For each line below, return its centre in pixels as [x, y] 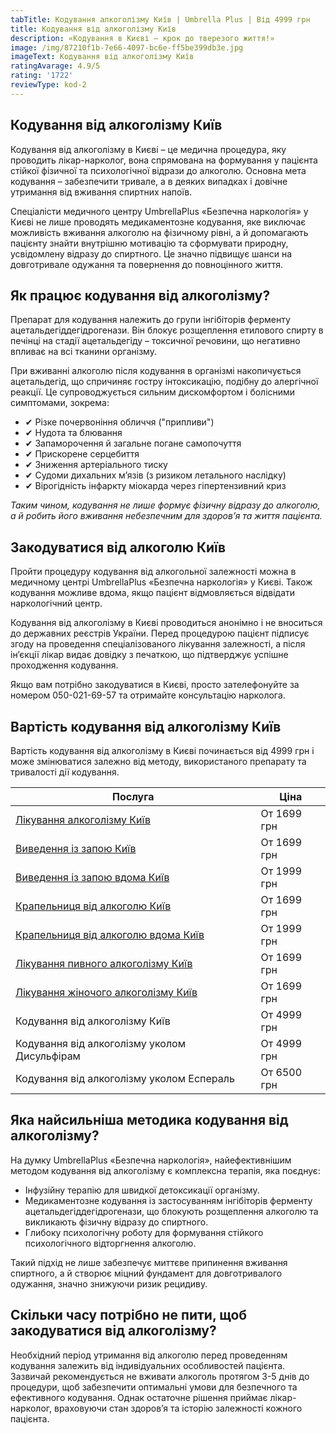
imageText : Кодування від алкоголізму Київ [102, 57]
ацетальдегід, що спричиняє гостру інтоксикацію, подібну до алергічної [164, 382]
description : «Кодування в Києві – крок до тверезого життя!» [142, 38]
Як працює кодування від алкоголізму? [140, 295]
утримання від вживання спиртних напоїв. [101, 192]
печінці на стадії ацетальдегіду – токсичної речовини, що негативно [155, 341]
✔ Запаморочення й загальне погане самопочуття [133, 443]
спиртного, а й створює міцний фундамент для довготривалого [146, 1273]
